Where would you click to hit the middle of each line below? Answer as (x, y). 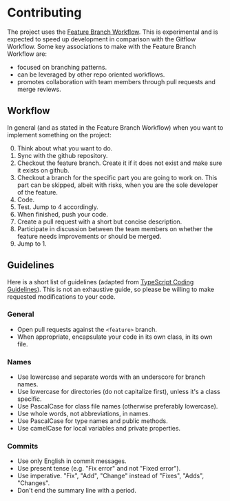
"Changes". (33, 483)
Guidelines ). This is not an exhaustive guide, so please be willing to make (111, 289)
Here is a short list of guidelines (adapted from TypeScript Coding (101, 282)
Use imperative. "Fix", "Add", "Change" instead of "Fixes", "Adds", (111, 476)
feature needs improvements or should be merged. (89, 236)
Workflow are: (27, 54)
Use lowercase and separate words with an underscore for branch (111, 377)
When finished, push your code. (62, 214)
